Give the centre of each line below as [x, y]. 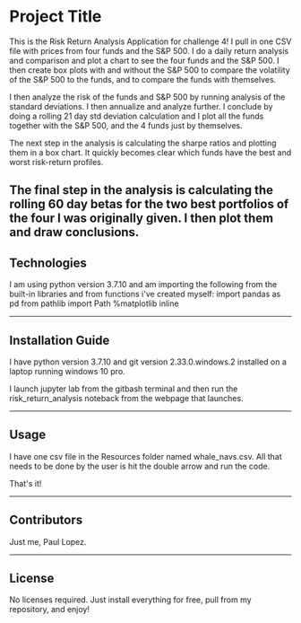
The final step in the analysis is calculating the [142, 190]
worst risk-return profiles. [56, 162]
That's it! [26, 483]
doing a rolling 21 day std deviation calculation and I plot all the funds [137, 116]
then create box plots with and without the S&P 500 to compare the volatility [150, 70]
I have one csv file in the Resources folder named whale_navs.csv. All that [146, 456]
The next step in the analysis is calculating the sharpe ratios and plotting [143, 143]
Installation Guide [60, 340]
